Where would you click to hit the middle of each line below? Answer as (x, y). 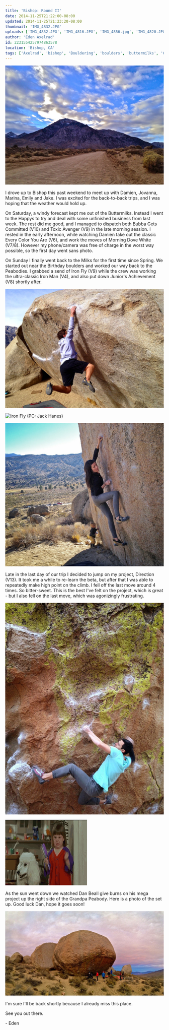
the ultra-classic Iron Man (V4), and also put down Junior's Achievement (80, 276)
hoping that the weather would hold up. (46, 203)
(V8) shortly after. (23, 282)
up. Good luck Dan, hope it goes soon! (45, 904)
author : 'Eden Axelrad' (30, 37)
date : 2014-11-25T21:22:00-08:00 (40, 16)
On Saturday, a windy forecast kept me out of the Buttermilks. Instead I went (84, 213)
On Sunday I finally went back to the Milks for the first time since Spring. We (84, 260)
